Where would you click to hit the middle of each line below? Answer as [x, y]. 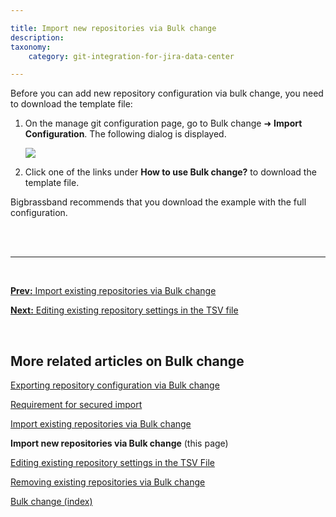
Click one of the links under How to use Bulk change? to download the [170, 172]
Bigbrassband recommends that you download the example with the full [158, 202]
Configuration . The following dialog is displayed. [125, 134]
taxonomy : [31, 47]
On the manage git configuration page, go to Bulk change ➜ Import [163, 123]
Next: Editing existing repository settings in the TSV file [124, 310]
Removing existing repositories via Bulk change [108, 482]
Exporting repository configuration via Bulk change [115, 385]
